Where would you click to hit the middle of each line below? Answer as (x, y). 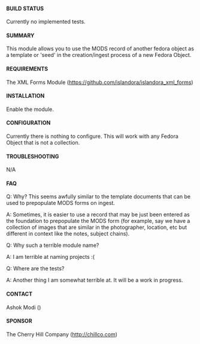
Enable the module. (30, 109)
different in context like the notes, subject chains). (68, 234)
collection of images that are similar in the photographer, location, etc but (97, 227)
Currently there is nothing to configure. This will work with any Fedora (92, 136)
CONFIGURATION (28, 123)
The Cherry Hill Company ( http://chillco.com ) (62, 334)
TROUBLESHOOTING (33, 156)
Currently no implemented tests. (46, 22)
